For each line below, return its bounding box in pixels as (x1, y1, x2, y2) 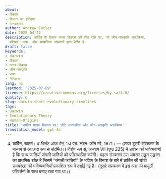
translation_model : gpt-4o (5, 127, 61, 132)
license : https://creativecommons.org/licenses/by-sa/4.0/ (5, 90, 130, 95)
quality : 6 (5, 95, 28, 100)
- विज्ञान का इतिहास (5, 16, 36, 21)
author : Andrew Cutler (5, 26, 52, 31)
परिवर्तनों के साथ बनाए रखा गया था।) (12, 169, 70, 175)
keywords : (5, 49, 26, 54)
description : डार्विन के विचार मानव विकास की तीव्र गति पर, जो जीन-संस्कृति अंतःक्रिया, (5, 35, 146, 40)
